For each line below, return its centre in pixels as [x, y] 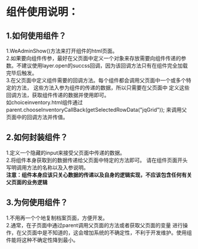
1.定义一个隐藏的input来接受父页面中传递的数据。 [66, 152]
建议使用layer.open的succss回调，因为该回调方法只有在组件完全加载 [105, 66]
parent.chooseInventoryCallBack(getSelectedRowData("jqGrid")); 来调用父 [97, 110]
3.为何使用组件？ [37, 203]
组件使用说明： [42, 12]
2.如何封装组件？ [37, 137]
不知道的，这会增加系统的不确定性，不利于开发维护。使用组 [119, 233]
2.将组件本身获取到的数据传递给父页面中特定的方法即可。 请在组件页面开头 [97, 160]
